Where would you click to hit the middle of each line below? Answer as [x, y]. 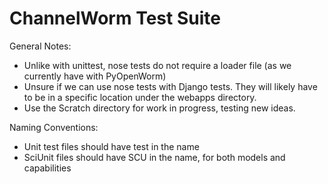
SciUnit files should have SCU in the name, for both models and [154, 157]
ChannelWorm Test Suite [115, 18]
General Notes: [40, 46]
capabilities [47, 168]
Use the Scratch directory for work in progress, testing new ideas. [159, 108]
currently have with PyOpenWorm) [95, 76]
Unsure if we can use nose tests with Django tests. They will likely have [170, 86]
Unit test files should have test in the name [111, 146]
